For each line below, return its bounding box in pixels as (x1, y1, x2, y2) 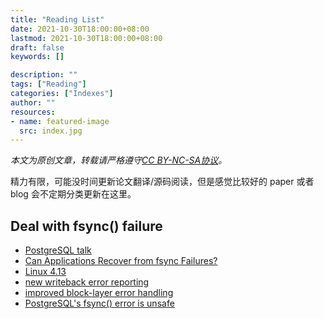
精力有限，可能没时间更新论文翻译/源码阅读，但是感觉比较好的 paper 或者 (10, 176, 315, 188)
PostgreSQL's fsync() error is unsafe (24, 297, 175, 310)
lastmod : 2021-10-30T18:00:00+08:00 (10, 33, 163, 43)
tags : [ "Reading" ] (10, 79, 87, 90)
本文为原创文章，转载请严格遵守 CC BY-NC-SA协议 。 (10, 154, 228, 166)
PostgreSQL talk (24, 244, 92, 256)
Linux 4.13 (24, 266, 67, 278)
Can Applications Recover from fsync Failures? (24, 255, 218, 267)
